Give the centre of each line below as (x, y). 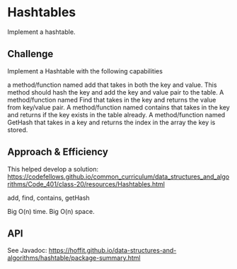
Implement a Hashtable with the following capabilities (85, 71)
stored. (18, 130)
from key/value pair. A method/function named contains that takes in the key (118, 107)
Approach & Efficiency (58, 152)
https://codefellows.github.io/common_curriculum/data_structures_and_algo (118, 177)
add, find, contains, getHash (48, 198)
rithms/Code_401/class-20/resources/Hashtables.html (86, 184)
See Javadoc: (27, 251)
